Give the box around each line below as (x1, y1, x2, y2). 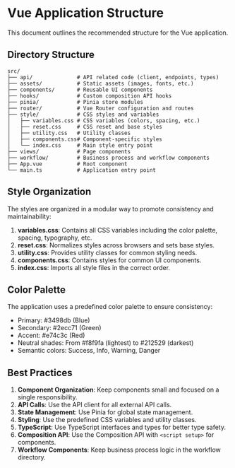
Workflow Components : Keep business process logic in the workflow (17, 445, 221, 454)
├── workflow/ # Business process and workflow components (7, 154, 210, 161)
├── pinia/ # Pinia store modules (7, 98, 143, 105)
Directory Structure (7, 49, 95, 61)
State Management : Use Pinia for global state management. (17, 408, 193, 416)
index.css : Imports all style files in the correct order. (17, 263, 171, 271)
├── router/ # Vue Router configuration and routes (7, 105, 194, 112)
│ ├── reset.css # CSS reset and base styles (7, 123, 162, 130)
